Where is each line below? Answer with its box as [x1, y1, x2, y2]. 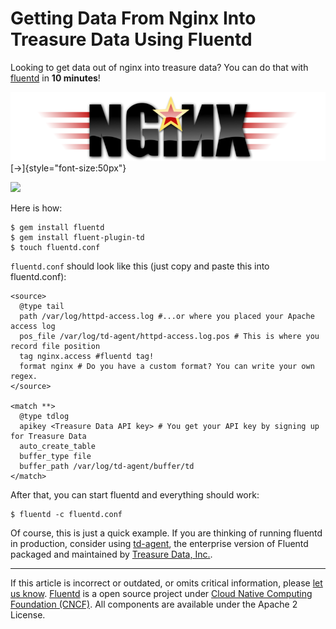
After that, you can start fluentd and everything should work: [10, 488, 260, 501]
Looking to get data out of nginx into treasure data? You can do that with [10, 61, 309, 73]
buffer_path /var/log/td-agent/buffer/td [19, 461, 195, 471]
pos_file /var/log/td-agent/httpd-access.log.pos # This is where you [19, 331, 320, 341]
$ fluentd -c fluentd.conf [10, 509, 123, 519]
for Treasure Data [10, 431, 87, 441]
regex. [10, 371, 38, 381]
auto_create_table [19, 441, 97, 451]
